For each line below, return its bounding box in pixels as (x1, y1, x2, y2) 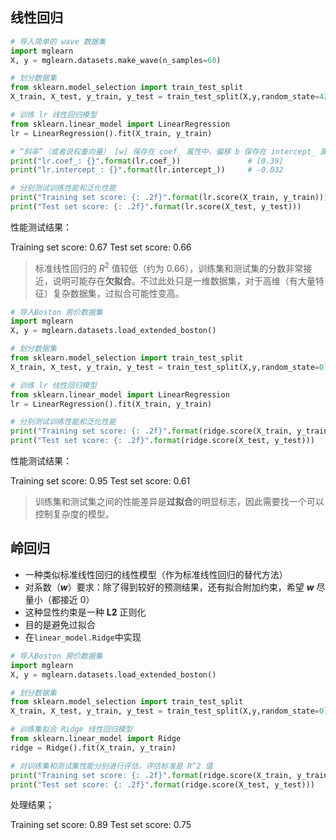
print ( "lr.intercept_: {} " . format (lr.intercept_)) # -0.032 (10, 165, 284, 175)
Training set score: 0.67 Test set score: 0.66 (10, 241, 192, 253)
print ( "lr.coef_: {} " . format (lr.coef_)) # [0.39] (10, 156, 284, 166)
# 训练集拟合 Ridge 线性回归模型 (10, 724, 133, 735)
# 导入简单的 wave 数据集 (10, 36, 107, 47)
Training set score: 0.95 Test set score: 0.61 (10, 475, 191, 487)
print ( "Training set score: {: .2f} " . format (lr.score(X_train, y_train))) (10, 193, 329, 203)
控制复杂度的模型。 (34, 508, 115, 520)
